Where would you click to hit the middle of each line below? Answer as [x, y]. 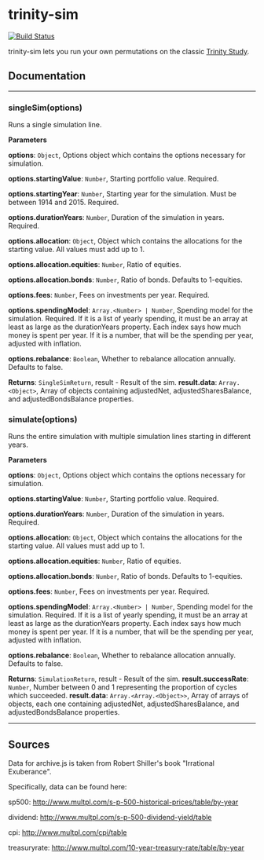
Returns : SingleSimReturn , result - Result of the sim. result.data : [113, 382]
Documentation [47, 76]
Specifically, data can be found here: [68, 787]
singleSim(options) [45, 108]
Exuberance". [30, 772]
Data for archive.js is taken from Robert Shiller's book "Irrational [111, 763]
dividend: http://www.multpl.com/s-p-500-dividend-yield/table [110, 818]
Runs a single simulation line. [55, 125]
